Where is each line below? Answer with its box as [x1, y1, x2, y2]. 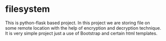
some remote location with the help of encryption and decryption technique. [5, 25, 162, 31]
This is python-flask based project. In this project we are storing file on [5, 20, 150, 26]
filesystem [5, 3, 50, 15]
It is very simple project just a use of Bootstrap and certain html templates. [5, 30, 158, 36]
